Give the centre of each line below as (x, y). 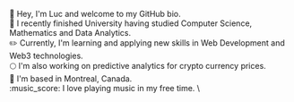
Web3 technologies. (46, 55)
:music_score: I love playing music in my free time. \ (104, 88)
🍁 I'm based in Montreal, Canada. (71, 79)
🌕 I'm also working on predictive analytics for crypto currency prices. (138, 66)
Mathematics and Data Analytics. (70, 33)
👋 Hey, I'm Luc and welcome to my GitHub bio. (95, 14)
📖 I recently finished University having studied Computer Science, (131, 23)
